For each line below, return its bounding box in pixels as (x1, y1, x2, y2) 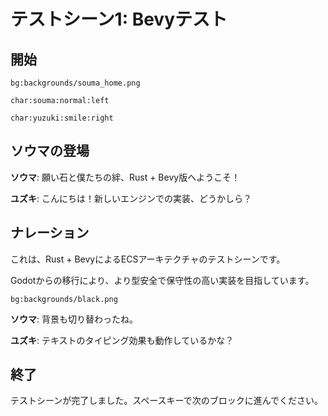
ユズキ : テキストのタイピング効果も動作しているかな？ (10, 334, 235, 346)
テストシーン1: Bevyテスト (10, 8, 228, 31)
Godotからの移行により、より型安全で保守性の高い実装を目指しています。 (10, 274, 315, 286)
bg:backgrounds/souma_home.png (10, 78, 141, 88)
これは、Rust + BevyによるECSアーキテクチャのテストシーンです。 (10, 253, 286, 265)
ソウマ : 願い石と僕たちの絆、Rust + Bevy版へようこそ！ (10, 171, 241, 183)
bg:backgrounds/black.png (10, 294, 118, 304)
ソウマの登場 (10, 143, 90, 160)
